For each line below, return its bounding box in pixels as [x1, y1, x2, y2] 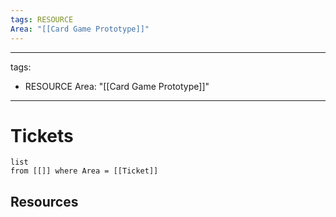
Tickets [10, 124, 74, 147]
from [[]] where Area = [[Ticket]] [10, 166, 159, 176]
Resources [10, 193, 79, 210]
